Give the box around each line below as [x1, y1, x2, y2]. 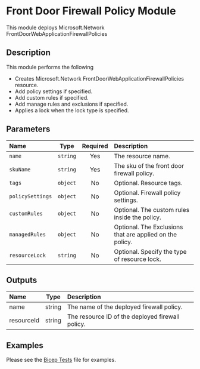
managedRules [9, 231, 46, 238]
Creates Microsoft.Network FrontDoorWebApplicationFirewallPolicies [14, 75, 185, 82]
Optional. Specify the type [114, 247, 187, 256]
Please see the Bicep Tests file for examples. [6, 356, 116, 364]
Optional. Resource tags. [114, 179, 183, 187]
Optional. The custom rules [114, 205, 189, 214]
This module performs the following [6, 63, 94, 70]
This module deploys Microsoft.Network [6, 24, 105, 31]
